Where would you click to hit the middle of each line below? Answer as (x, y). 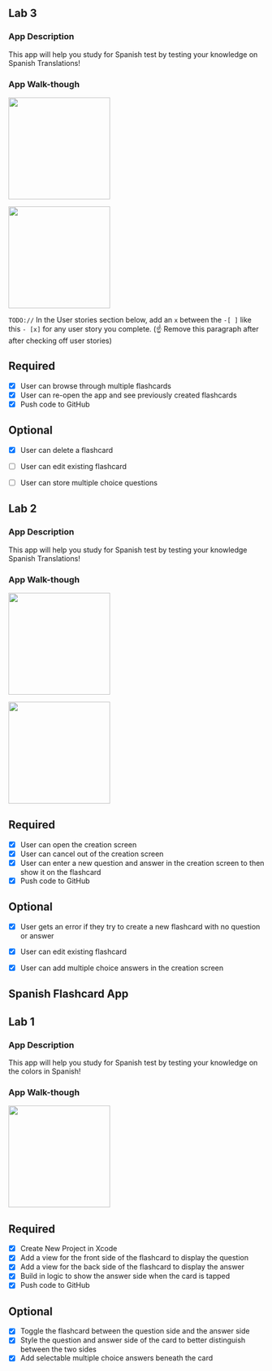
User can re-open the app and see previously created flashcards (128, 395)
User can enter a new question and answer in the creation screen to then (142, 863)
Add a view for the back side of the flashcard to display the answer (132, 1267)
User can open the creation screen (78, 844)
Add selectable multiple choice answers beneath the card (117, 1358)
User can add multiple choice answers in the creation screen (122, 968)
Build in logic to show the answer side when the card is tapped (125, 1276)
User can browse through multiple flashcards (96, 385)
